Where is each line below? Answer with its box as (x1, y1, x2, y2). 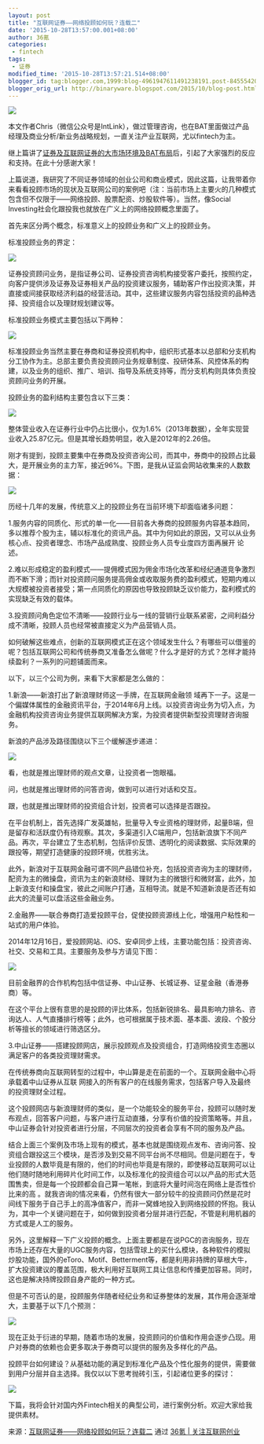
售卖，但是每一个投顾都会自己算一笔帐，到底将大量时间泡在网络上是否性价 (14, 1179, 256, 1189)
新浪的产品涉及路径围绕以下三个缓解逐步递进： (8, 736, 159, 746)
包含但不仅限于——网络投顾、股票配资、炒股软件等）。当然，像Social (8, 194, 232, 204)
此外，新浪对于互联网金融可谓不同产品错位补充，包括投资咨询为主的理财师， (8, 864, 256, 874)
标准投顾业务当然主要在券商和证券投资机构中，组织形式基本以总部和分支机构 (8, 346, 256, 356)
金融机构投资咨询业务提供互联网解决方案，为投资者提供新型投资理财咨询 (8, 710, 242, 720)
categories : (8, 41, 47, 49)
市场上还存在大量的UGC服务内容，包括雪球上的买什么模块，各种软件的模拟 (8, 1245, 251, 1255)
